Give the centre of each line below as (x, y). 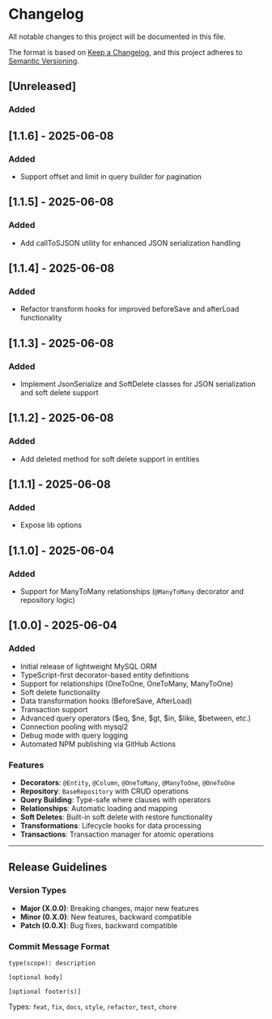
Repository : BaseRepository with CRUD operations (104, 791)
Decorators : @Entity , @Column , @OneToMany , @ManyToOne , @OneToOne (127, 783)
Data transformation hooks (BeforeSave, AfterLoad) (106, 701)
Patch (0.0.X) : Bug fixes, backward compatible (99, 925)
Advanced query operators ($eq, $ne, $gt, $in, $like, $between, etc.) (135, 718)
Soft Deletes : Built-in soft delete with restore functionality (116, 817)
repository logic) (47, 600)
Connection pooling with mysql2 (74, 726)
